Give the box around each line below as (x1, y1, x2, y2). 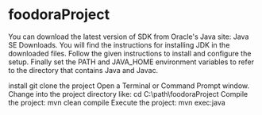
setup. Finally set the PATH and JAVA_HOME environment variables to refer (8, 57, 254, 67)
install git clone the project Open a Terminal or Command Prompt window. (8, 81, 250, 90)
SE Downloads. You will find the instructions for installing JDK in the (8, 40, 230, 49)
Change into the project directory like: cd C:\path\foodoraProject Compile (8, 89, 249, 98)
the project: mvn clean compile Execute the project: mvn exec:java (8, 98, 226, 107)
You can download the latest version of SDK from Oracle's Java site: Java (8, 32, 249, 41)
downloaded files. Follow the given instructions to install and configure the (8, 48, 252, 58)
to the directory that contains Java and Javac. (8, 65, 159, 75)
